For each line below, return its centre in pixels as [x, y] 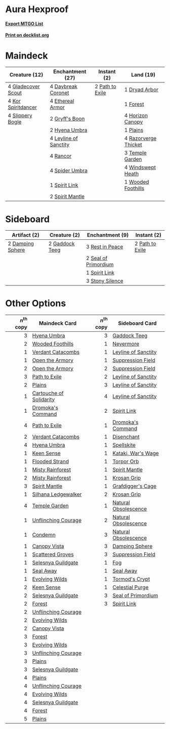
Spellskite [124, 445]
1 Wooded [137, 182]
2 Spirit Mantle [67, 197]
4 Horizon [136, 116]
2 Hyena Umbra [69, 130]
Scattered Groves [53, 554]
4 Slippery [20, 116]
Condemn [44, 535]
